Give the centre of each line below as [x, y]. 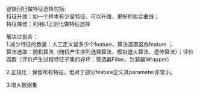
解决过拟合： [22, 37]
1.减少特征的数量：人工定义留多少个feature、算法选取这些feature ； [90, 44]
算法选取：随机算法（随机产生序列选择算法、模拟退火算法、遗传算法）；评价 [100, 52]
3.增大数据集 [22, 85]
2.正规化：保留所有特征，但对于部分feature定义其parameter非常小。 [91, 72]
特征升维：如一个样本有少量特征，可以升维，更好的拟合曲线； [83, 16]
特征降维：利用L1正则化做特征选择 [48, 24]
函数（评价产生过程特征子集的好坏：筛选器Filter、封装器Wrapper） [89, 59]
